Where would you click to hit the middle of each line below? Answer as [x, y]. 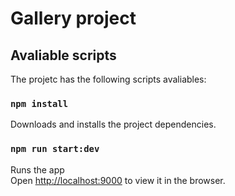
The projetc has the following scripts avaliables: [108, 79]
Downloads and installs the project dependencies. [113, 124]
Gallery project [73, 18]
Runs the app [37, 169]
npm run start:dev [55, 149]
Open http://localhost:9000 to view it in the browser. [118, 180]
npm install [39, 103]
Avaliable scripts [63, 55]
